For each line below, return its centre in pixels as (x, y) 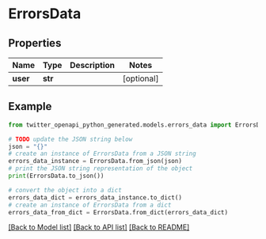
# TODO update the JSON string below (70, 139)
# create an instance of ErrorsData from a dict (90, 205)
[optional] (141, 78)
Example (30, 106)
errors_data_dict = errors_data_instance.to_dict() (95, 197)
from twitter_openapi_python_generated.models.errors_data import (120, 125)
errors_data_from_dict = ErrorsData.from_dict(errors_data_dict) (118, 212)
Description (92, 65)
